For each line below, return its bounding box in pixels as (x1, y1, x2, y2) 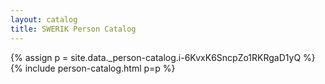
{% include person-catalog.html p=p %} (10, 62, 176, 74)
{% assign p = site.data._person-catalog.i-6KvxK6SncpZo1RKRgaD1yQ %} (10, 51, 316, 63)
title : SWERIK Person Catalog (10, 24, 137, 34)
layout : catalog (10, 14, 78, 25)
